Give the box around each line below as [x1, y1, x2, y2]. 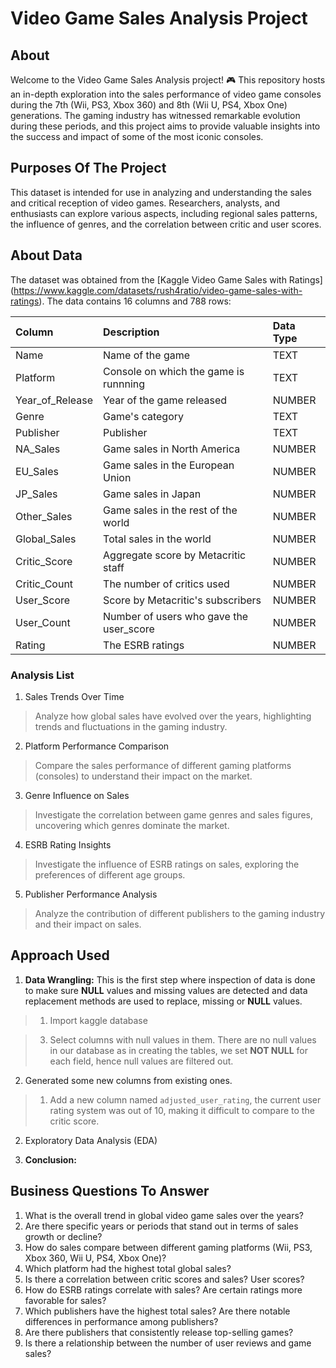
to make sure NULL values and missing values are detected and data [24, 984, 308, 996]
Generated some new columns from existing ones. [24, 1074, 233, 1086]
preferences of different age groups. [34, 868, 186, 881]
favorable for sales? [24, 1294, 107, 1306]
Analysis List [10, 668, 75, 682]
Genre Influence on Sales [24, 789, 130, 801]
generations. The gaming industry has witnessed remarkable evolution [10, 110, 301, 121]
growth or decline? [24, 1230, 103, 1242]
